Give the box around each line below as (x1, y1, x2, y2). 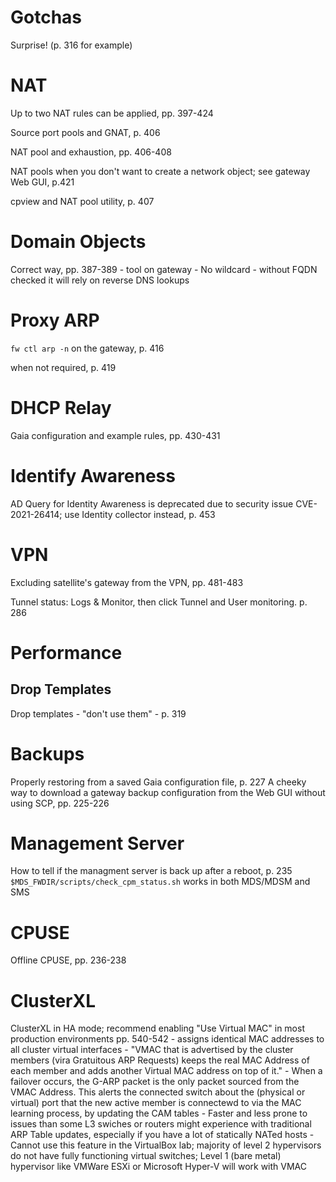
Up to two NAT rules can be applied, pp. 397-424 (10, 107, 214, 119)
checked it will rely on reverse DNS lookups (10, 274, 190, 286)
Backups (10, 742, 85, 765)
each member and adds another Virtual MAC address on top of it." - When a (10, 1065, 323, 1077)
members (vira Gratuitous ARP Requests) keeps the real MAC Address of (10, 1054, 310, 1066)
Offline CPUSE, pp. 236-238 (10, 954, 127, 966)
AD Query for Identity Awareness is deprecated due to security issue (10, 497, 294, 510)
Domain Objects (10, 231, 147, 253)
